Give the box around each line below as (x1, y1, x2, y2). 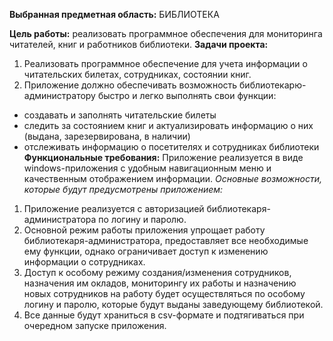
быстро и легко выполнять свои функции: (97, 90, 277, 101)
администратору (23, 90, 96, 101)
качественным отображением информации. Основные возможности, (23, 173, 322, 184)
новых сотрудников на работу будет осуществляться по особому (23, 288, 306, 299)
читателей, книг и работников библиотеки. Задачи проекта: (9, 39, 269, 50)
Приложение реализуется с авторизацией (23, 203, 205, 214)
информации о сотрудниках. (23, 256, 146, 268)
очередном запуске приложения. (23, 320, 167, 331)
